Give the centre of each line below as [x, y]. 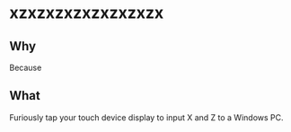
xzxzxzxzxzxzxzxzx [87, 13]
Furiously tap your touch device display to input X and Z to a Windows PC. [147, 117]
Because [26, 67]
